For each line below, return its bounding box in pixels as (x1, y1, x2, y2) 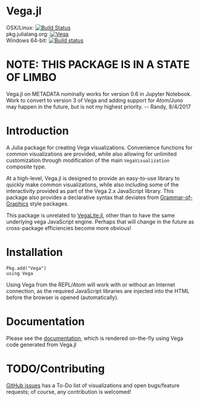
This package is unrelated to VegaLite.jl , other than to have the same (6, 212, 175, 219)
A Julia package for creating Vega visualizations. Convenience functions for (6, 144, 193, 151)
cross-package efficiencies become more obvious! (6, 224, 131, 231)
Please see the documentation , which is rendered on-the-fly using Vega (6, 334, 184, 342)
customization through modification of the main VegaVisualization (6, 156, 170, 164)
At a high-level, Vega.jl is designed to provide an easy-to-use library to (6, 174, 180, 182)
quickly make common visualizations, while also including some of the (6, 181, 179, 188)
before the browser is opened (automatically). (6, 294, 119, 301)
